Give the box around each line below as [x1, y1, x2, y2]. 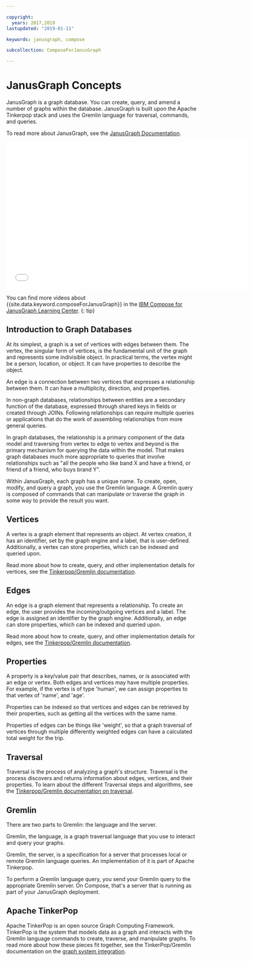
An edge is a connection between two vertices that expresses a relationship [6, 378, 195, 385]
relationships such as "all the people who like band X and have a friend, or [6, 459, 191, 467]
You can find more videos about [6, 294, 86, 301]
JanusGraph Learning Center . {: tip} [6, 307, 95, 315]
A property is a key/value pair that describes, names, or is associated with [6, 672, 190, 680]
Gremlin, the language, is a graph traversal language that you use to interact [6, 833, 195, 840]
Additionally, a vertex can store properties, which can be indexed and [6, 543, 179, 551]
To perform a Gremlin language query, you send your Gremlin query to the [6, 875, 191, 882]
